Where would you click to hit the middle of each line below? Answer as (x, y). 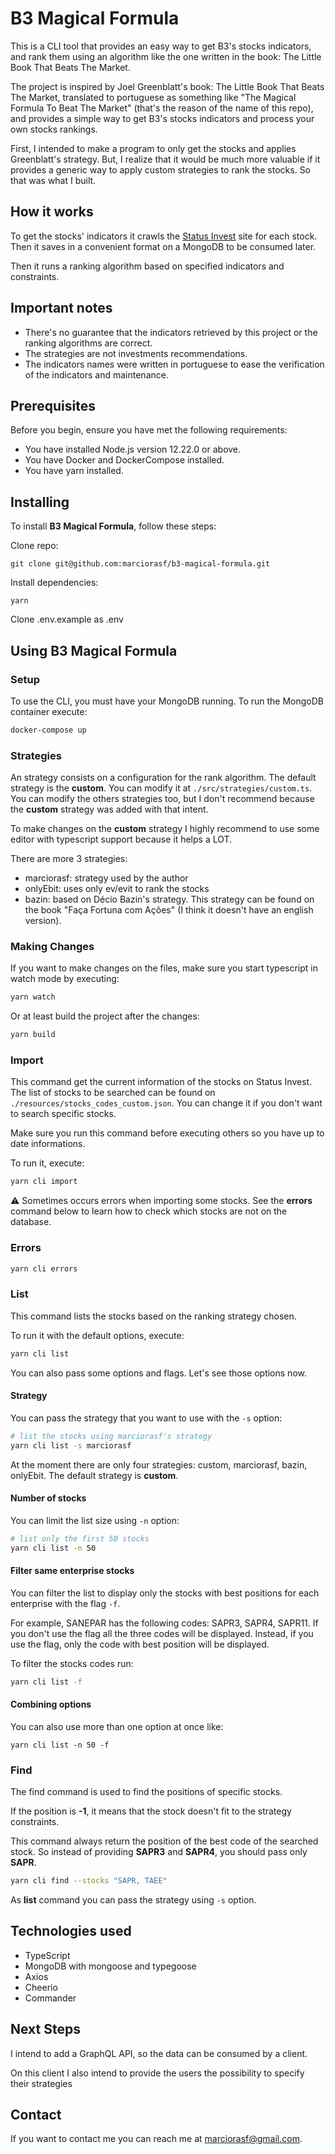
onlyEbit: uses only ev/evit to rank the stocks (117, 889)
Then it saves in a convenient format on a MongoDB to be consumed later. (163, 246)
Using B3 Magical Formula (94, 650)
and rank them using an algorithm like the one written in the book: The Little (166, 56)
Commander (50, 1998)
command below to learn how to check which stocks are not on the (149, 1211)
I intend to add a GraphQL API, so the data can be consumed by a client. (159, 2053)
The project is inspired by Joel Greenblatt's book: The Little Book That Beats (167, 86)
